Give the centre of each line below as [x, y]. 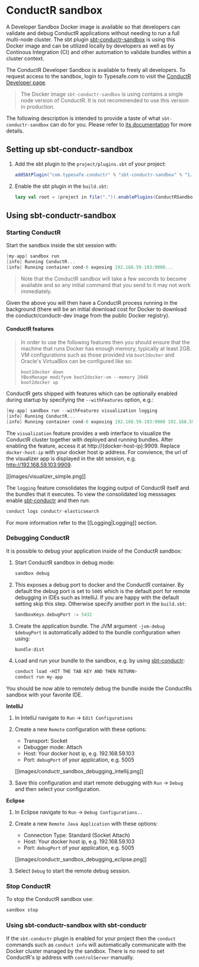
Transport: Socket [46, 741]
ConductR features [30, 329]
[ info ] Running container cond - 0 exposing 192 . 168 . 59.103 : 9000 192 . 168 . [98, 422]
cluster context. [25, 58]
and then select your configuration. [57, 789]
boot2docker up [39, 383]
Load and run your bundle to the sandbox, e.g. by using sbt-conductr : [100, 661]
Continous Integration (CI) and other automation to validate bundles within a [99, 52]
